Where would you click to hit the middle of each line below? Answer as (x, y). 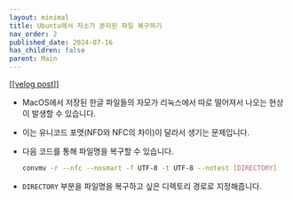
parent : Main (33, 59)
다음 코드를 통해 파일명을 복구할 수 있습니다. (98, 151)
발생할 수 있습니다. (63, 113)
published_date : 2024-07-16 (61, 42)
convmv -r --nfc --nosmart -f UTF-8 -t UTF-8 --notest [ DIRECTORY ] (150, 168)
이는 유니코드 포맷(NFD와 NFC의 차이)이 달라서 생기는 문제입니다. (136, 132)
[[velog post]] (34, 84)
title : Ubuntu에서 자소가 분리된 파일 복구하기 (86, 26)
